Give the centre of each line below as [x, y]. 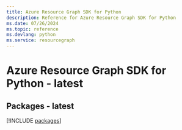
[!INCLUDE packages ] [34, 121]
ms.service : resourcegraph [41, 40]
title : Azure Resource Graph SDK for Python [64, 12]
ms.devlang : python [31, 35]
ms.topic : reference [33, 29]
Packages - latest [40, 106]
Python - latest [45, 84]
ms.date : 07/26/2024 [33, 23]
